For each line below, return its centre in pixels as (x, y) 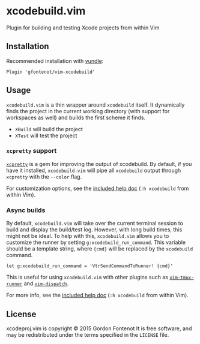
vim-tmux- (181, 278)
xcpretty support (32, 151)
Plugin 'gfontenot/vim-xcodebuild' (51, 72)
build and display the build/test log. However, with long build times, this (94, 230)
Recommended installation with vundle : (55, 61)
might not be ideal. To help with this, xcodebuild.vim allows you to (88, 236)
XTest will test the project (46, 135)
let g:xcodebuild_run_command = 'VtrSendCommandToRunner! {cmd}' (89, 266)
